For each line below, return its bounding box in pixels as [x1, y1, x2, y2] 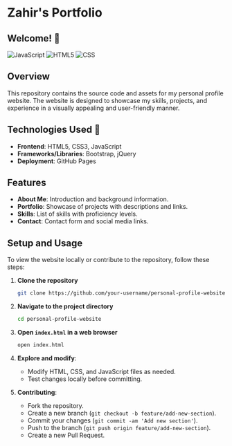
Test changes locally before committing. [27, 375, 143, 383]
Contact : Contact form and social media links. [17, 217, 149, 225]
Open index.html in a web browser [17, 328, 118, 336]
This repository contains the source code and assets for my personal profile [7, 89, 224, 97]
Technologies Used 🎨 [7, 124, 100, 136]
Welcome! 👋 [7, 32, 60, 44]
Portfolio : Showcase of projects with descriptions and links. [17, 203, 188, 211]
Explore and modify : [17, 354, 77, 362]
